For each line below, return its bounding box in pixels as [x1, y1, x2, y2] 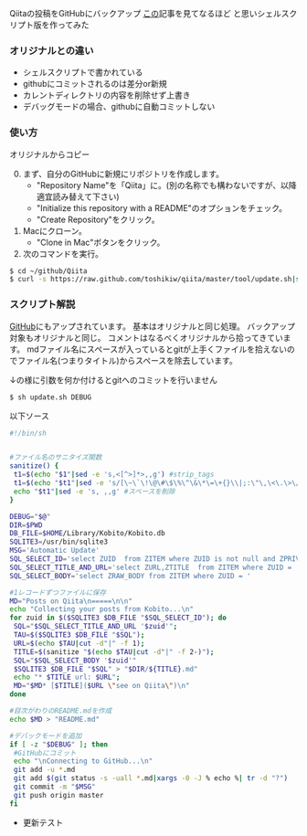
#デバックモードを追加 [9, 731, 82, 740]
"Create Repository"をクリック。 [36, 214, 160, 225]
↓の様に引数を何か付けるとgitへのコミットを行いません [9, 374, 217, 386]
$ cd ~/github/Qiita [9, 266, 89, 276]
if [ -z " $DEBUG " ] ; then [9, 739, 108, 749]
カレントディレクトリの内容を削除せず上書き [22, 90, 191, 101]
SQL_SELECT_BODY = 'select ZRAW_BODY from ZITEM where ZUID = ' [9, 571, 251, 580]
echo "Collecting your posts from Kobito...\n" [9, 605, 195, 614]
